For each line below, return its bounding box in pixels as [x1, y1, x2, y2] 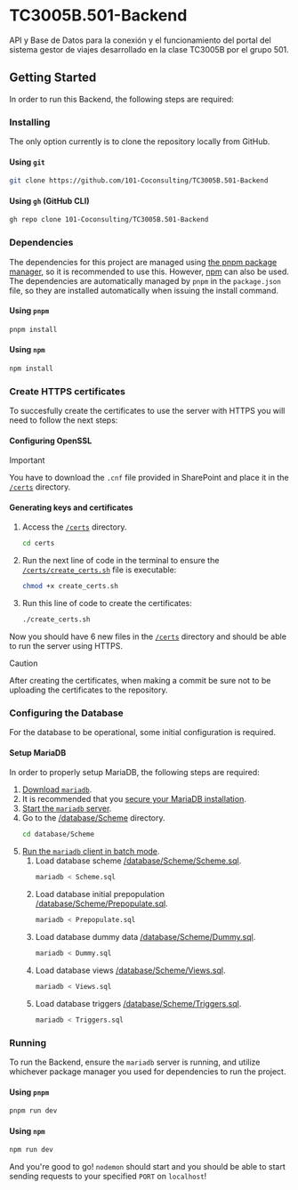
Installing [9, 116, 51, 128]
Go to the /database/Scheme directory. [21, 813, 166, 823]
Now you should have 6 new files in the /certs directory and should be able [9, 631, 287, 642]
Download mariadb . [21, 784, 93, 795]
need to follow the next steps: [9, 415, 118, 425]
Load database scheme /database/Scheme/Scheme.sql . [35, 855, 242, 866]
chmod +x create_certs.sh [21, 582, 118, 591]
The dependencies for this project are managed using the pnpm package [9, 256, 278, 267]
